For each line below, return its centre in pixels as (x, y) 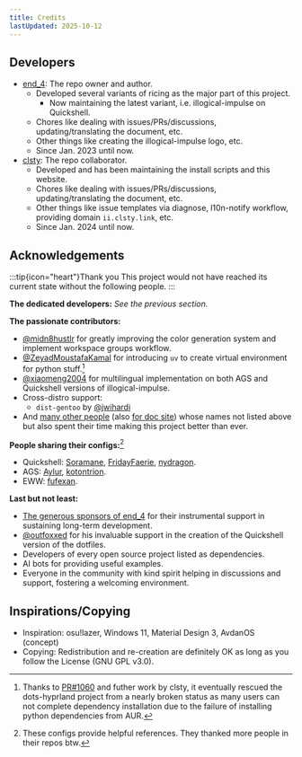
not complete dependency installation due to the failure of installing (147, 707)
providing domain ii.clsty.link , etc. (104, 217)
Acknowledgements (67, 255)
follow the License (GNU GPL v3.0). (88, 662)
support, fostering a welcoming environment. (106, 583)
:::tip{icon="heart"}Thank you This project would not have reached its (138, 277)
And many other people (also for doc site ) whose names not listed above (157, 416)
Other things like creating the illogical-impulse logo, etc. (139, 141)
